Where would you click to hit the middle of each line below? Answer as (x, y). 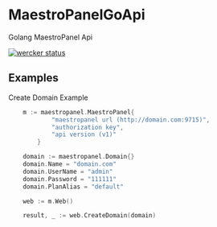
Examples (33, 78)
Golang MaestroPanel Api (51, 37)
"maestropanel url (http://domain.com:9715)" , (131, 120)
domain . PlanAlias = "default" (74, 187)
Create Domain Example (48, 97)
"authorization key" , (88, 127)
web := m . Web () (48, 201)
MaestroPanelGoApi (77, 15)
